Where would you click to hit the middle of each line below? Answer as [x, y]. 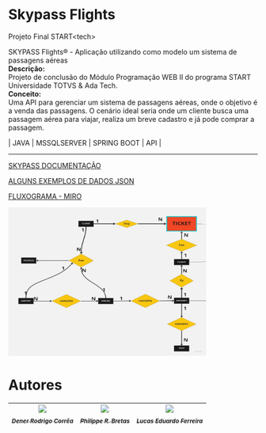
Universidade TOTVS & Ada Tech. [63, 85]
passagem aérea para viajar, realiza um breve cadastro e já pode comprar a [131, 119]
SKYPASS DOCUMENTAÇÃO [55, 165]
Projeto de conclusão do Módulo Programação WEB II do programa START [130, 77]
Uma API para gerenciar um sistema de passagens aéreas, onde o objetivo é [133, 102]
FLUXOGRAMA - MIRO [45, 196]
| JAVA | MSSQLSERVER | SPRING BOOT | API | [85, 142]
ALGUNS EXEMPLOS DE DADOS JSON [71, 180]
